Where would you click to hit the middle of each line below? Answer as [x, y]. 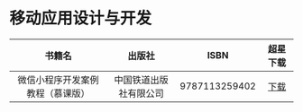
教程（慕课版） [58, 93]
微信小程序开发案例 [58, 80]
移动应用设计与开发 [81, 18]
